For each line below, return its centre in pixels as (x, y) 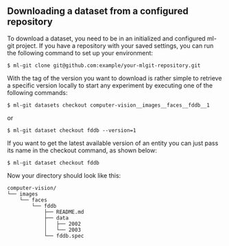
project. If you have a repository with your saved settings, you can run (115, 45)
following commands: (37, 92)
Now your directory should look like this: (64, 175)
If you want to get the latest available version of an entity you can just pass (113, 143)
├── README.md (64, 212)
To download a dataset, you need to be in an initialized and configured (106, 38)
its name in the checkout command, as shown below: (82, 150)
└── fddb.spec (64, 236)
